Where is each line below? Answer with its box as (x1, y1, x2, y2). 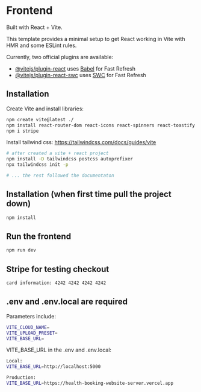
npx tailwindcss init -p (6, 162, 69, 168)
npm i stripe (6, 128, 39, 134)
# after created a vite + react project (6, 150, 110, 157)
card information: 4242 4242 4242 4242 (6, 280, 107, 286)
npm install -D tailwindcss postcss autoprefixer (6, 156, 134, 162)
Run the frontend (6, 231, 71, 241)
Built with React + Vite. (6, 24, 63, 31)
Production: (6, 375, 36, 381)
